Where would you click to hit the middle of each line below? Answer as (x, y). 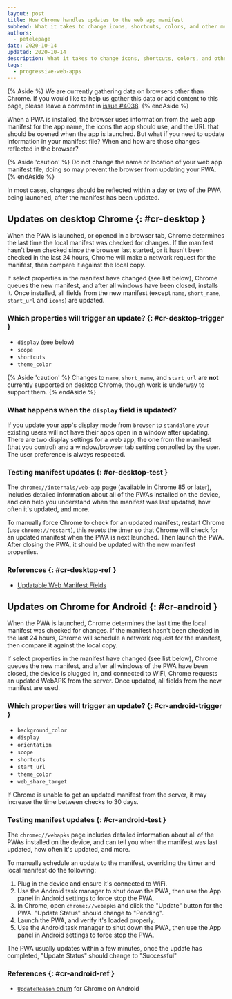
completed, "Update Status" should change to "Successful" (92, 955)
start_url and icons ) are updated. (56, 301)
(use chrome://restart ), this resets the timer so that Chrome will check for (113, 530)
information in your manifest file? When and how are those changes (104, 141)
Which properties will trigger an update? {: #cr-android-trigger (115, 706)
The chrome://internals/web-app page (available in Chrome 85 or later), (109, 487)
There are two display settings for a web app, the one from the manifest (109, 439)
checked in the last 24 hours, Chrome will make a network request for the (112, 258)
